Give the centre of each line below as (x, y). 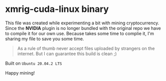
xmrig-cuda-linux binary (57, 9)
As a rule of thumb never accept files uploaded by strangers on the (86, 48)
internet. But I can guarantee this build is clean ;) (67, 54)
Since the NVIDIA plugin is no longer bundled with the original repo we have (83, 28)
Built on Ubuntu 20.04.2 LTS (34, 63)
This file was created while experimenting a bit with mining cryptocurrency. (82, 23)
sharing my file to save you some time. (45, 39)
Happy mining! (20, 73)
